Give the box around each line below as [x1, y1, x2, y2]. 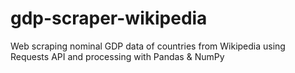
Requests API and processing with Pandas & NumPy [10, 50, 225, 62]
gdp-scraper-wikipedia [10, 7, 208, 30]
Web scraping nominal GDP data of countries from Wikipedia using [10, 40, 286, 52]
